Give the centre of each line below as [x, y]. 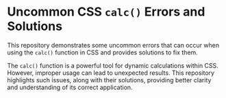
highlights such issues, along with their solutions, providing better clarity [109, 80]
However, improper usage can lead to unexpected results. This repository [111, 73]
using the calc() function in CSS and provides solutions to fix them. [103, 52]
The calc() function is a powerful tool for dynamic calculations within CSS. [113, 65]
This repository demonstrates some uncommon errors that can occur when [113, 45]
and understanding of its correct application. [70, 87]
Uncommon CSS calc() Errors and [106, 12]
